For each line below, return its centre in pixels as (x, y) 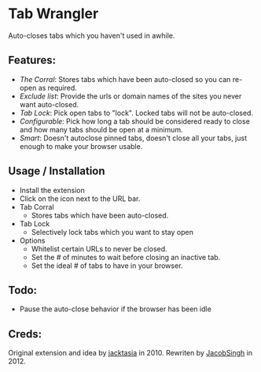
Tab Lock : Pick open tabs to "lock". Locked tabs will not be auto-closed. (136, 113)
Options (32, 240)
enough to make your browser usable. (81, 146)
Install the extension (52, 190)
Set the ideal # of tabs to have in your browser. (107, 266)
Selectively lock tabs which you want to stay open (112, 232)
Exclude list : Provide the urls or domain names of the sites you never (130, 96)
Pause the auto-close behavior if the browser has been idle (116, 309)
